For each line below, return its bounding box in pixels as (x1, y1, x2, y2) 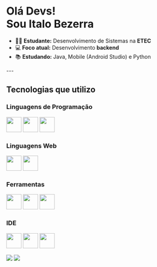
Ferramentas (6, 180, 45, 188)
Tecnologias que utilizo (6, 85, 95, 95)
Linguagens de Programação (6, 103, 93, 111)
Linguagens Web (6, 141, 57, 150)
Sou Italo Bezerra (6, 17, 94, 31)
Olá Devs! (6, 4, 56, 18)
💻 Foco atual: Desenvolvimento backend (14, 44, 120, 51)
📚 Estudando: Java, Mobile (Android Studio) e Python (14, 53, 151, 60)
